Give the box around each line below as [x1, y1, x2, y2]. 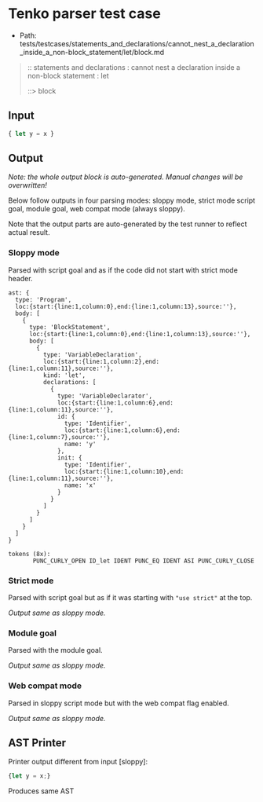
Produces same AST [8, 786, 75, 796]
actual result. [8, 228, 50, 237]
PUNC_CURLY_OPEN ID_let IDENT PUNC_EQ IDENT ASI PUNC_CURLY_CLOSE [32, 557, 255, 565]
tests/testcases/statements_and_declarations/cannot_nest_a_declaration [19, 38, 254, 48]
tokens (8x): [8, 550, 51, 558]
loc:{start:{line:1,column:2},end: [42, 357, 159, 365]
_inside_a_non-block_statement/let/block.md [19, 47, 165, 57]
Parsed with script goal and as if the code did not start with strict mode [8, 265, 238, 275]
